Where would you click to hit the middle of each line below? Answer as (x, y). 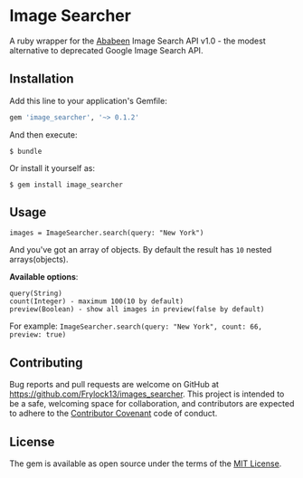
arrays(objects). (39, 260)
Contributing (46, 363)
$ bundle (26, 151)
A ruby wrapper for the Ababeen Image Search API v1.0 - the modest (138, 41)
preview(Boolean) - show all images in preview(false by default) (137, 310)
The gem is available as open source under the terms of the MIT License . (146, 464)
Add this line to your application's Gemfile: (88, 100)
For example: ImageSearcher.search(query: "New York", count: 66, (136, 326)
